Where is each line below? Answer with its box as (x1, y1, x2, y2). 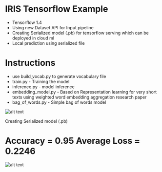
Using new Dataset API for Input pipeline (12, 24, 94, 30)
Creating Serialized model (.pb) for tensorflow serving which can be (12, 30, 149, 36)
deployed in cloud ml (12, 35, 55, 41)
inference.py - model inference (12, 84, 75, 90)
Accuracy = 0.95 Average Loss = (5, 135, 141, 147)
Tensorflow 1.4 (12, 19, 42, 25)
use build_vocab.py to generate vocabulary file (12, 73, 106, 79)
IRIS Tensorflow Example (5, 3, 108, 15)
